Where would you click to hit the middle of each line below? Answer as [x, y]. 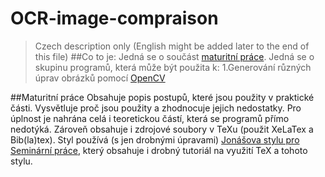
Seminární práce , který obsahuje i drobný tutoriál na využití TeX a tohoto [159, 150]
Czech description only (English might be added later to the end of [172, 46]
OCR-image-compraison [114, 18]
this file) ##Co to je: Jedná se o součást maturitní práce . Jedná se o [174, 56]
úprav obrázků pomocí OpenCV [100, 78]
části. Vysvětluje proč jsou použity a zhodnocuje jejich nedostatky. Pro [156, 108]
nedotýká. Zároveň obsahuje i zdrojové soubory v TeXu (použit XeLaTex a [162, 129]
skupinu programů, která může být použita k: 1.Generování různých [173, 67]
